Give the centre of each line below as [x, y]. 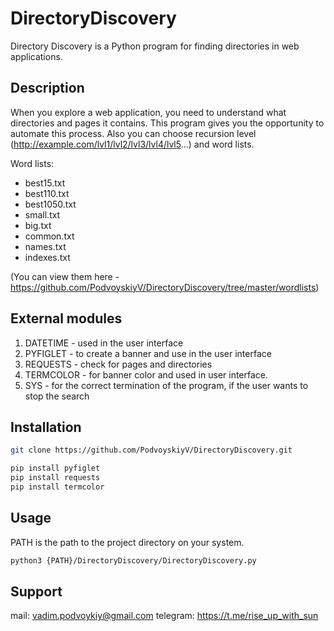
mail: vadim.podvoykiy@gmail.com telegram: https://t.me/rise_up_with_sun [164, 616]
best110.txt [47, 193]
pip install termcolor [57, 487]
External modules [66, 318]
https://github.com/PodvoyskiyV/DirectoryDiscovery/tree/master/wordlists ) [165, 287]
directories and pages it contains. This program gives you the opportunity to [167, 123]
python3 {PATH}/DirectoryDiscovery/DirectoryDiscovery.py [133, 560]
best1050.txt [50, 204]
